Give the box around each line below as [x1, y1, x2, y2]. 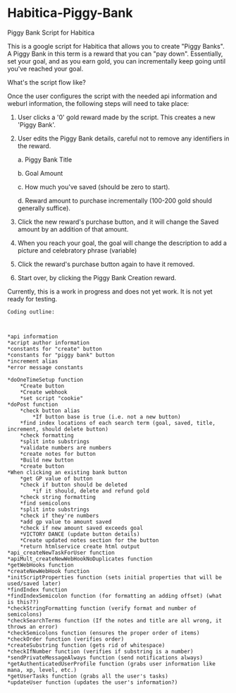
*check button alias [20, 407, 80, 414]
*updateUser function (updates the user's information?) [7, 679, 178, 686]
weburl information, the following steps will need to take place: [7, 99, 190, 107]
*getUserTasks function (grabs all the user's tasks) [7, 673, 169, 680]
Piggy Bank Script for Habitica [7, 28, 95, 37]
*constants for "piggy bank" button [7, 351, 115, 358]
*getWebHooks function [7, 561, 74, 569]
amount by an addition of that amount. [17, 224, 129, 234]
